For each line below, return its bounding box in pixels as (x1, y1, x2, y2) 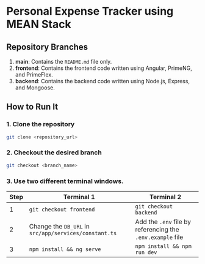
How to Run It (6, 102, 59, 112)
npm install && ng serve (29, 246, 102, 253)
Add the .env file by (135, 217, 191, 226)
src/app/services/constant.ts (29, 230, 117, 237)
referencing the (135, 225, 179, 234)
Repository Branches (6, 42, 88, 52)
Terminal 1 (63, 193, 96, 202)
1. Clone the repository (6, 120, 75, 129)
